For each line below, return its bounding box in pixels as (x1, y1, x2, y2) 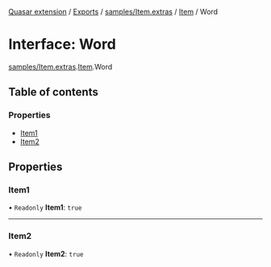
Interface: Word (8, 36, 117, 53)
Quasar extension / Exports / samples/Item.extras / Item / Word (8, 7, 219, 16)
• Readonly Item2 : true (8, 248, 84, 258)
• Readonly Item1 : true (8, 202, 82, 213)
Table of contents (8, 85, 98, 100)
